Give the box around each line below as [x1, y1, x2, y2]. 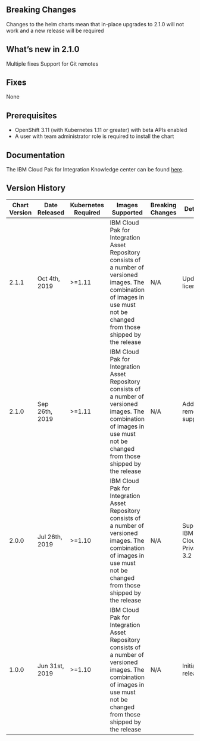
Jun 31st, [37, 662, 64, 670]
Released [37, 208, 64, 217]
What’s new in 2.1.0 [6, 44, 80, 54]
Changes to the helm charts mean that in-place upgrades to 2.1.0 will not [6, 20, 185, 27]
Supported [111, 208, 143, 217]
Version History [6, 183, 65, 193]
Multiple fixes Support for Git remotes [6, 60, 99, 67]
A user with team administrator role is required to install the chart [14, 133, 174, 140]
